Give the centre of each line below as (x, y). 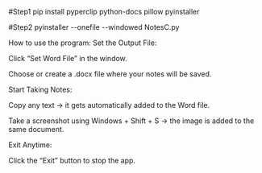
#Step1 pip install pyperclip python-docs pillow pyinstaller (104, 12)
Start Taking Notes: (40, 89)
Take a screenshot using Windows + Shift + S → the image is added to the (131, 121)
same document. (36, 129)
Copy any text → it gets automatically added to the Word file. (109, 105)
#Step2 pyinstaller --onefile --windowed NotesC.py (94, 27)
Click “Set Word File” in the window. (68, 58)
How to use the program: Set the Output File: (83, 43)
